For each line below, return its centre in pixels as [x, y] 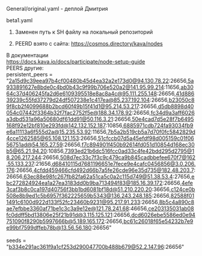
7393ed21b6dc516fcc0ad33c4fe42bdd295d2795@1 [129, 151]
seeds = [16, 240]
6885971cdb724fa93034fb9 [158, 125]
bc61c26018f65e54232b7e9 [158, 221]
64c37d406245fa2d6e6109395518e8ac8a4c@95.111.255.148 [82, 93]
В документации [27, 55]
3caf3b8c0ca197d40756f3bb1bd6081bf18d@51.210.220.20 [79, 189]
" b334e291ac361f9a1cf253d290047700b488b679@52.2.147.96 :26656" [95, 247]
